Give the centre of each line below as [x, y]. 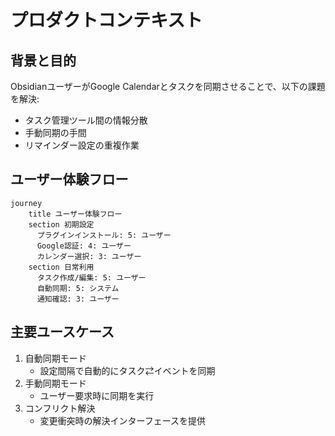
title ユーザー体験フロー [75, 214]
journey [26, 203]
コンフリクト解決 [60, 408]
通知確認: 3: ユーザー [78, 299]
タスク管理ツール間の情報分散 [86, 120]
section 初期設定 [61, 224]
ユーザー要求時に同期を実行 [97, 395]
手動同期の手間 [55, 132]
